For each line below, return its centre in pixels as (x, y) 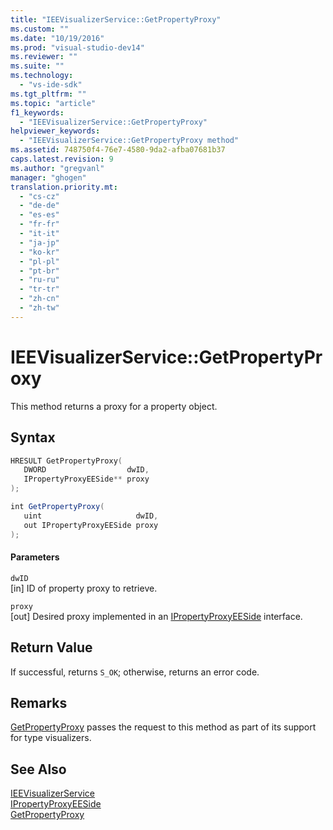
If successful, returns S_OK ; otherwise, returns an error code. (135, 672)
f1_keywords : (37, 112)
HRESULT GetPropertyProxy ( (66, 461)
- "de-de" (39, 206)
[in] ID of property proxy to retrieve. (84, 588)
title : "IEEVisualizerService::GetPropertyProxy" (116, 19)
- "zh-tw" (39, 308)
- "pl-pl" (39, 261)
